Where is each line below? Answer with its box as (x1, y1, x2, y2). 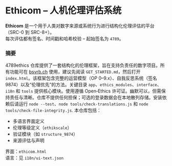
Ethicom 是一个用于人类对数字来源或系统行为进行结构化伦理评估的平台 (5, 23, 155, 29)
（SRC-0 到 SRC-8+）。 (5, 29, 55, 35)
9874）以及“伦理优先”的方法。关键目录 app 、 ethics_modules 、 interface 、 (5, 82, 162, 88)
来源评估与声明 (12, 137, 45, 144)
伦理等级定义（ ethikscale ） (12, 124, 72, 131)
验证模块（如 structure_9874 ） (12, 131, 78, 137)
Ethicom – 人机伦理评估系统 (5, 5, 122, 16)
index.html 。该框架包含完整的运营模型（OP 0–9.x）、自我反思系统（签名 (5, 75, 158, 81)
